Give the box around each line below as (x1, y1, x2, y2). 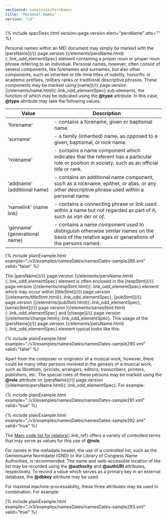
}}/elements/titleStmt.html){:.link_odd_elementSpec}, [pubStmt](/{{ (5, 294, 142, 300)
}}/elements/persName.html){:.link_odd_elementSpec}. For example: (5, 382, 145, 388)
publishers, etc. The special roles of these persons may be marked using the (5, 372, 163, 378)
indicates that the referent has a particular (54, 153, 153, 160)
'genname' (7, 224, 33, 231)
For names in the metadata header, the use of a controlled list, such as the (5, 447, 158, 454)
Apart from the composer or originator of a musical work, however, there (5, 356, 154, 362)
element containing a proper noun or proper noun (58, 56, 160, 62)
